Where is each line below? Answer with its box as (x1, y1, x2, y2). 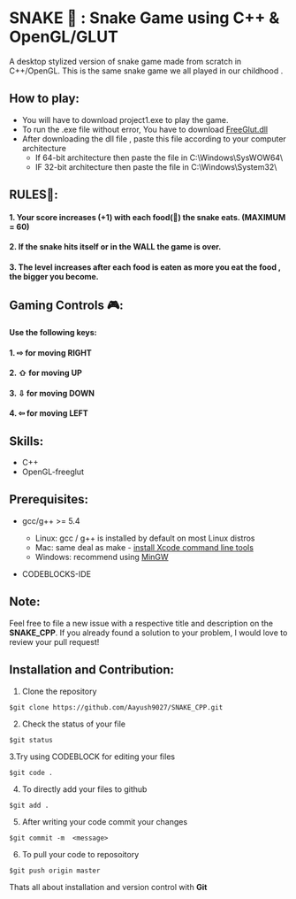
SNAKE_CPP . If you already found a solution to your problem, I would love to (9, 627, 288, 638)
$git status (9, 735, 53, 744)
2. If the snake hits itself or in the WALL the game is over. (9, 242, 222, 252)
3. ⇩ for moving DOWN (9, 388, 95, 398)
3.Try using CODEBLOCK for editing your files (9, 751, 175, 762)
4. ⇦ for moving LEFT (9, 408, 88, 419)
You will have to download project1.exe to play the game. (21, 114, 229, 125)
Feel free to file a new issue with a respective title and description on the (9, 618, 274, 628)
